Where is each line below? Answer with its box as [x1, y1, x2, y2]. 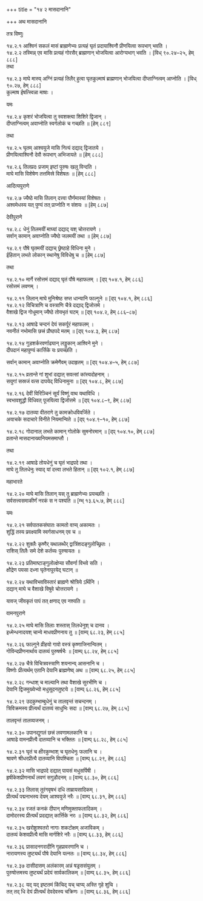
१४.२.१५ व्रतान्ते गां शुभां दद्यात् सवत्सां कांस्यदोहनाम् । [6, 371, 110, 378]
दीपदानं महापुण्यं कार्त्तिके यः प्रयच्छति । [6, 347, 78, 353]
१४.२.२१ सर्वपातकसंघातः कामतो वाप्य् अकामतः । [6, 521, 101, 529]
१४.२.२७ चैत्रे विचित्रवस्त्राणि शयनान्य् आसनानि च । [6, 660, 105, 667]
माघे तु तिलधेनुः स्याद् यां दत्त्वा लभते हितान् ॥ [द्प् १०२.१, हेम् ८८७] [6, 466, 135, 473]
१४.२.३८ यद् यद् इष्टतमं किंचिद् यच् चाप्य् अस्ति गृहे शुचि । [6, 881, 118, 888]
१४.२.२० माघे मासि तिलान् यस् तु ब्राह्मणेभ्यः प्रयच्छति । [6, 490, 110, 497]
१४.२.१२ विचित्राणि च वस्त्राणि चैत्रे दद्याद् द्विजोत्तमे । [6, 302, 105, 308]
